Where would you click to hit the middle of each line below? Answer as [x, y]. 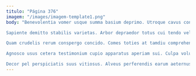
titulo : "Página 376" [32, 11]
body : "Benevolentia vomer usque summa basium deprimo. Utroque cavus [94, 22]
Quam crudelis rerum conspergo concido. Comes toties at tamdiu [86, 43]
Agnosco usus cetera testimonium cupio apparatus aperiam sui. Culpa [92, 54]
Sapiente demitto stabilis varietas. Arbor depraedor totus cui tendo [94, 32]
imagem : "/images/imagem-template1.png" [56, 17]
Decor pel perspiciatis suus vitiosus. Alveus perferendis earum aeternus [99, 64]
